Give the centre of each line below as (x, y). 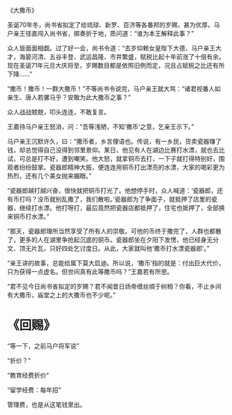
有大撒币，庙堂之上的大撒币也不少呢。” (61, 295)
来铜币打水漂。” (28, 216)
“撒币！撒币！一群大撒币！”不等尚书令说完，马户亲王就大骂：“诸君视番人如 (114, 89)
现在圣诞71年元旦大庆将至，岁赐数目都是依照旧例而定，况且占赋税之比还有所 (116, 65)
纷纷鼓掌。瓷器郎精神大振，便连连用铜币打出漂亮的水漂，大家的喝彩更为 (122, 167)
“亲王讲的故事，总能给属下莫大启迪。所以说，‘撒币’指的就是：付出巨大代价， (116, 263)
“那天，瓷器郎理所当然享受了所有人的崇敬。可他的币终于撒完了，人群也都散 (115, 231)
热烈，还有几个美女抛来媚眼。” (49, 176)
